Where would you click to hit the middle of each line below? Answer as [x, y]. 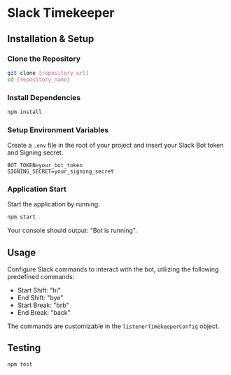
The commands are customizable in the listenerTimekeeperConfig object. [113, 326]
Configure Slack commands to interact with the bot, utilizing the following [113, 269]
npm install [24, 112]
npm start [22, 217]
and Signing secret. [35, 153]
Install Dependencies [44, 97]
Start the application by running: [54, 204]
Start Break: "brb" [43, 305]
